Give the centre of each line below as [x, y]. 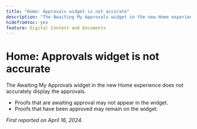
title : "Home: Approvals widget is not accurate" [68, 11]
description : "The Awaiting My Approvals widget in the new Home [87, 17]
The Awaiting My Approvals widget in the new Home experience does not [95, 85]
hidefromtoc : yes [27, 22]
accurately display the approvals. [46, 92]
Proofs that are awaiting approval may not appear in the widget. [91, 103]
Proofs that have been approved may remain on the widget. [86, 109]
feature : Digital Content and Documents [56, 28]
